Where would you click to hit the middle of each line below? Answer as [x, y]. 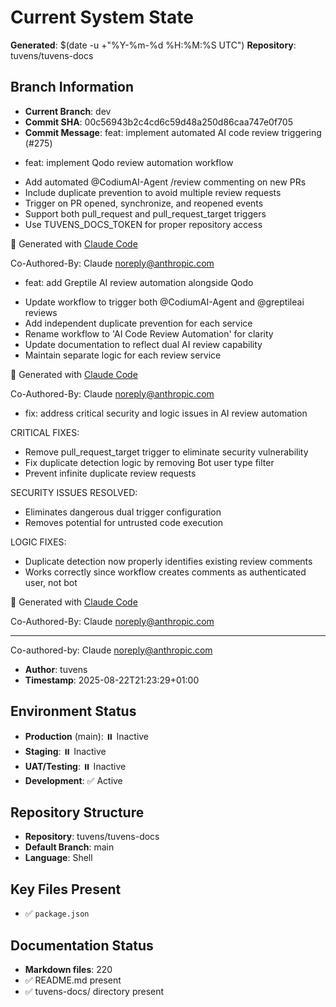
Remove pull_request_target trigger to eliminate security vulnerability [166, 452]
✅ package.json [57, 913]
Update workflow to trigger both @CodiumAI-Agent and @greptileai [164, 302]
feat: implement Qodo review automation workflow [129, 162]
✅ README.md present [73, 980]
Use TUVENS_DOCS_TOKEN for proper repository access [143, 224]
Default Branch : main [69, 847]
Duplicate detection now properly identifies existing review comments [168, 561]
